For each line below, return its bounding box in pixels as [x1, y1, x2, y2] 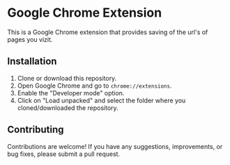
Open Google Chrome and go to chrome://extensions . [17, 81, 172, 90]
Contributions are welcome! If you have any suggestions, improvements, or [7, 142, 223, 150]
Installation [7, 56, 57, 68]
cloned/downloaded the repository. [17, 103, 118, 112]
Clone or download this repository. [17, 74, 117, 82]
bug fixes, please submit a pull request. [7, 150, 121, 158]
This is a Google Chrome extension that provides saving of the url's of [7, 28, 208, 36]
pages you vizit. [7, 35, 53, 43]
